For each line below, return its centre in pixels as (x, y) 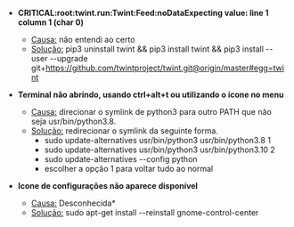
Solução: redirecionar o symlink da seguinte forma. (124, 131)
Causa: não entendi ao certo (83, 40)
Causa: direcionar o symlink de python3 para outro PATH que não (151, 112)
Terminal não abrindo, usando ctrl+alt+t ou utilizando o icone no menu (151, 94)
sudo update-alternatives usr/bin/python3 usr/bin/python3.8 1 (158, 140)
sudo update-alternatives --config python (121, 159)
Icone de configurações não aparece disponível (108, 186)
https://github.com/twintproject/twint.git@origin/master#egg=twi (165, 68)
